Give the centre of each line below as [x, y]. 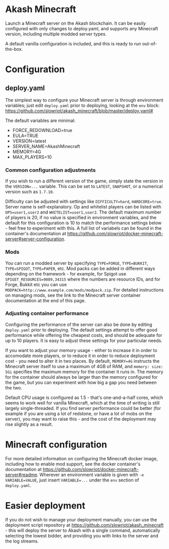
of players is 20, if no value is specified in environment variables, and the [81, 218]
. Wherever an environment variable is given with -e [91, 474]
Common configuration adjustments [51, 170]
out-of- [150, 43]
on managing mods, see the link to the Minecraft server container [73, 295]
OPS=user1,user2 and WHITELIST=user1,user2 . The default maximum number [83, 212]
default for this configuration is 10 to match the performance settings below [83, 223]
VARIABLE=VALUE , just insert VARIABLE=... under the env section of [72, 480]
